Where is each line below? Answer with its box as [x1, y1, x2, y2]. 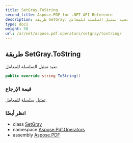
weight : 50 [5, 26, 29, 32]
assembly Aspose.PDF [12, 132, 60, 138]
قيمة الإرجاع [5, 85, 32, 92]
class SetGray [12, 121, 42, 127]
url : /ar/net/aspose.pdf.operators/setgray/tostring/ [5, 31, 122, 36]
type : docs [5, 21, 29, 27]
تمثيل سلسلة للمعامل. [5, 97, 47, 103]
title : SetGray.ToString [5, 7, 58, 13]
